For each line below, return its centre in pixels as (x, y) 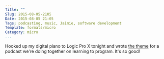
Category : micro (22, 32)
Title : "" (15, 10)
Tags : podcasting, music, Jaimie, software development (63, 23)
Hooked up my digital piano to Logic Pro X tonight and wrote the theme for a (82, 46)
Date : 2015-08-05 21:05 (29, 19)
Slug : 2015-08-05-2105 (28, 14)
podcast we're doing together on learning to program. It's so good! (73, 51)
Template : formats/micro (30, 28)
